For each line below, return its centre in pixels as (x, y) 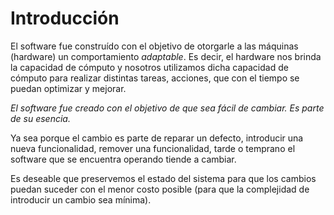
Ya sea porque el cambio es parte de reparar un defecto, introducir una (157, 138)
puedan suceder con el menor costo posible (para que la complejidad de (160, 189)
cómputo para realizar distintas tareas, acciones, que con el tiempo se (155, 78)
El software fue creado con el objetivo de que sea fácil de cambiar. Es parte (167, 108)
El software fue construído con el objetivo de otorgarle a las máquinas (154, 46)
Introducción (65, 18)
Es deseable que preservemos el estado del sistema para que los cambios (163, 178)
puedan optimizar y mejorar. (68, 88)
